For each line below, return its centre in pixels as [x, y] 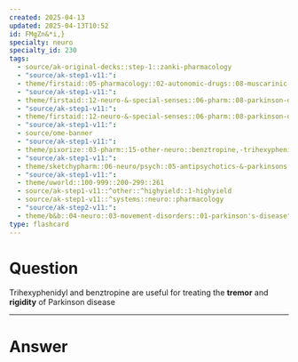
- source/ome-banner [55, 133]
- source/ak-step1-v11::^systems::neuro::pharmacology [121, 200]
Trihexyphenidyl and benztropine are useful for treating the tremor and [139, 293]
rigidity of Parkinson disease [62, 302]
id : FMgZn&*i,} [37, 34]
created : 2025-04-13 [47, 17]
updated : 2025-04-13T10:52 [59, 26]
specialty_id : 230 [43, 51]
